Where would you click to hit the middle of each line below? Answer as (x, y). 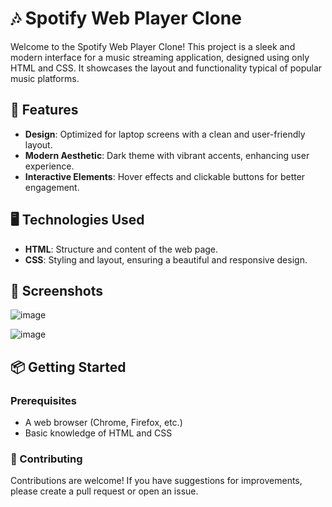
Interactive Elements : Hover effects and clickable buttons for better (165, 176)
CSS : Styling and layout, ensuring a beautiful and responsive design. (166, 259)
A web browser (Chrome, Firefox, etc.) (103, 423)
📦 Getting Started (68, 367)
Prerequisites (43, 400)
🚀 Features (44, 110)
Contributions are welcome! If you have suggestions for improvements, (156, 481)
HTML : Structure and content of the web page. (121, 249)
